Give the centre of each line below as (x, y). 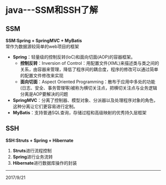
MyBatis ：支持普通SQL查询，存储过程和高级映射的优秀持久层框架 (80, 113)
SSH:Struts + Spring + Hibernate (39, 140)
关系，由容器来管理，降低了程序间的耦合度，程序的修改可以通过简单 (89, 69)
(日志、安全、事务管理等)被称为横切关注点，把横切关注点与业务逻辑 (88, 88)
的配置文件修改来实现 (42, 75)
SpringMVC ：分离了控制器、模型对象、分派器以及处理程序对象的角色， (85, 100)
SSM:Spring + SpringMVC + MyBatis (44, 41)
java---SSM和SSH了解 (52, 10)
